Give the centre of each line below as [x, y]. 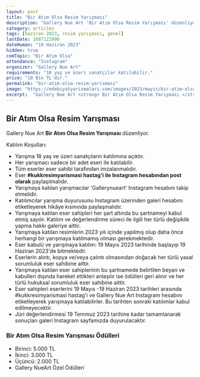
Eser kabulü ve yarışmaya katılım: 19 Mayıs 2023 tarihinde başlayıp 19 [100, 244]
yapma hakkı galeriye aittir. [48, 225]
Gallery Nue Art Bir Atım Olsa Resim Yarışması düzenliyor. [78, 133]
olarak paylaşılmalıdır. [42, 181]
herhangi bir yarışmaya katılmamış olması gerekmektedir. [85, 238]
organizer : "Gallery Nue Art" [44, 67]
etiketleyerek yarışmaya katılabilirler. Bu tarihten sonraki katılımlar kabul [102, 301]
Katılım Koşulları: [26, 144]
